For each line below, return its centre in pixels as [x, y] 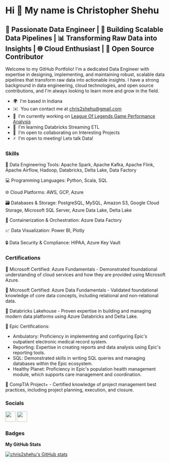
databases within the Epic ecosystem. [53, 363]
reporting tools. [29, 352]
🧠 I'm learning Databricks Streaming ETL [56, 127]
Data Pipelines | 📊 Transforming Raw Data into [81, 38]
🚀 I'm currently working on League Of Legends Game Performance [84, 116]
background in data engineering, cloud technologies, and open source [79, 85]
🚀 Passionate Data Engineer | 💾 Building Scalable [84, 30]
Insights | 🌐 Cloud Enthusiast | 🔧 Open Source [80, 49]
